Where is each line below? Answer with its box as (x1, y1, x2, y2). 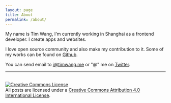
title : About (5, 12, 33, 17)
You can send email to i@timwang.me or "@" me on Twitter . (5, 62, 131, 68)
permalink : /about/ (5, 17, 47, 22)
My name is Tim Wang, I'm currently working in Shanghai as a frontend (5, 31, 154, 37)
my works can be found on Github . (5, 51, 78, 58)
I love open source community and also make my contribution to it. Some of (5, 46, 164, 53)
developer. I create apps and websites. (5, 36, 87, 42)
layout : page (5, 7, 33, 13)
